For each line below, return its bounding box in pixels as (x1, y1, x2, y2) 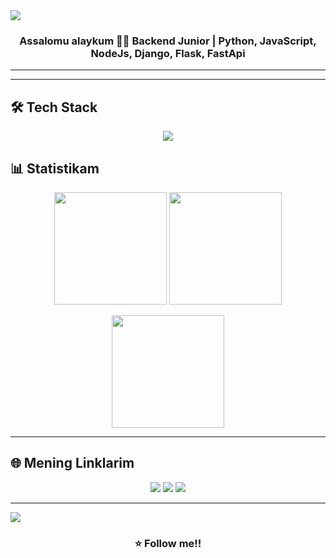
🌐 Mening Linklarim (10, 455, 135, 472)
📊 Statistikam (10, 160, 100, 177)
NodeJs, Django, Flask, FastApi (90, 46, 246, 60)
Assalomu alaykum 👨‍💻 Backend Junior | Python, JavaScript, (19, 34, 317, 48)
